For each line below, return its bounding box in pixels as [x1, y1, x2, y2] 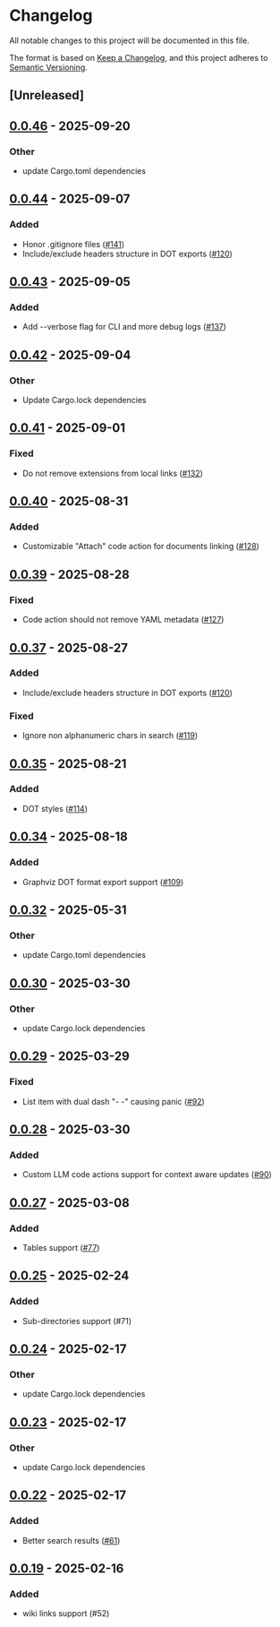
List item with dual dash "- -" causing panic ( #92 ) [21, 1096, 206, 1106]
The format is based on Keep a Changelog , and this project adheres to [9, 52, 268, 63]
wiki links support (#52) [21, 1608, 110, 1619]
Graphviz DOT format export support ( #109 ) [21, 876, 184, 887]
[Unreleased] [9, 88, 85, 103]
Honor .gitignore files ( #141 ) [21, 238, 125, 249]
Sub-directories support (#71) [21, 1315, 132, 1326]
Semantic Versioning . [9, 62, 88, 73]
